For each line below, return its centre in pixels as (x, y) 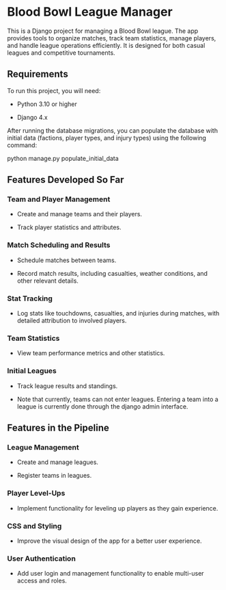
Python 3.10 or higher (47, 104)
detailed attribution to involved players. (72, 321)
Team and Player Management (59, 199)
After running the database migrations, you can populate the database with (113, 130)
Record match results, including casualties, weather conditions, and (112, 273)
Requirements (38, 74)
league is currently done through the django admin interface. (102, 406)
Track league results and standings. (67, 386)
